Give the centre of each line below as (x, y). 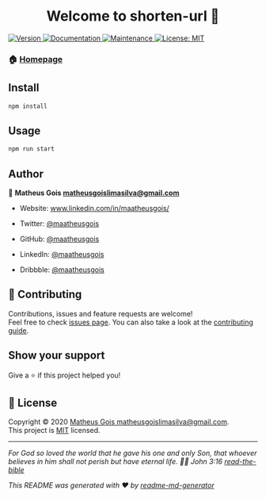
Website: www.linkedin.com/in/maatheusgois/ (95, 209)
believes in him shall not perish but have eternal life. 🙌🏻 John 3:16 (116, 462)
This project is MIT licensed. (54, 431)
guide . (19, 330)
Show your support (57, 356)
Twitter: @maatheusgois (59, 224)
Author (26, 174)
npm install (28, 106)
